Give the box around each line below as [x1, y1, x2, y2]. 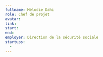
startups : [5, 40, 26, 45]
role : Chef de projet [5, 12, 50, 17]
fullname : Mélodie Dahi [5, 7, 54, 12]
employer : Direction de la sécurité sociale [5, 35, 99, 40]
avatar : [5, 16, 21, 21]
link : [5, 21, 16, 26]
